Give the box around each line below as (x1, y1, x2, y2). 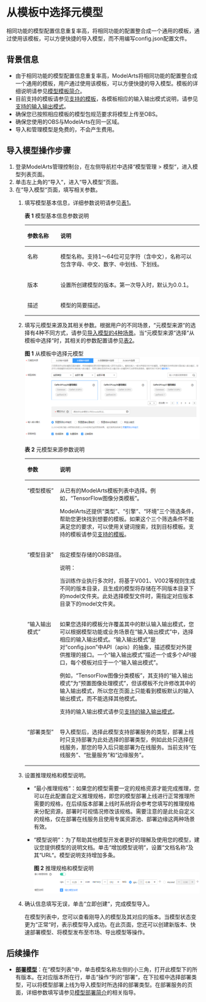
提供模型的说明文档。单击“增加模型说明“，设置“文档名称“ (44, 844, 189, 851)
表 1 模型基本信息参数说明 (24, 212, 89, 219)
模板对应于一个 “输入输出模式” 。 (81, 659, 161, 666)
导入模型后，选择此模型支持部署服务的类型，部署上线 (59, 728, 194, 736)
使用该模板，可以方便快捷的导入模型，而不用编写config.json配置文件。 (11, 34, 191, 42)
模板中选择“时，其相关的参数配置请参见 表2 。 (24, 337, 138, 344)
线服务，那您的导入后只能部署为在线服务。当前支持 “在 (59, 744, 197, 751)
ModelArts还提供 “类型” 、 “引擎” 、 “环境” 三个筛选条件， (59, 507, 197, 515)
